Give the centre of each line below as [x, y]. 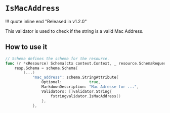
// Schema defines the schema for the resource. [57, 59]
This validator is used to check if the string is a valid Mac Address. [74, 31]
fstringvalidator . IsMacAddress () [86, 96]
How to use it [26, 47]
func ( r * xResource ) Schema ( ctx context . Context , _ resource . [72, 63]
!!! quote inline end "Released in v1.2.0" [46, 21]
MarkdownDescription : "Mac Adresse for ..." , [90, 87]
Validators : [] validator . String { [77, 91]
